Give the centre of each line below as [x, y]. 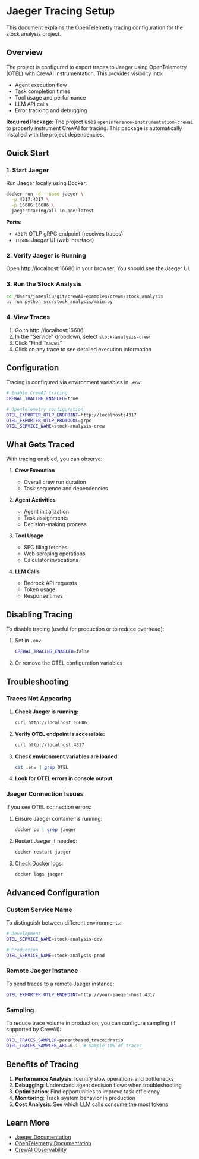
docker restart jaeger [43, 852]
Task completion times [42, 91]
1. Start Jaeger [28, 170]
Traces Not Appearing [39, 699]
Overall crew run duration [55, 482]
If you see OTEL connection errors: [49, 807]
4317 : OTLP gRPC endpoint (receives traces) [69, 233]
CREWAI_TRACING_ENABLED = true [42, 399]
